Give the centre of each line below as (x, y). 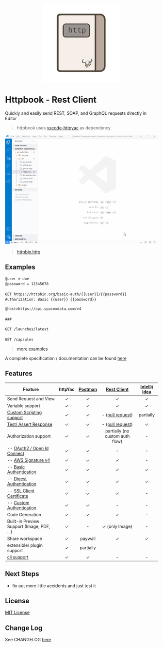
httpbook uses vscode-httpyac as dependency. (64, 127)
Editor (11, 118)
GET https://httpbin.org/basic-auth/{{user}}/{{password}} (66, 294)
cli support (18, 557)
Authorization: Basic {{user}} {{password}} (51, 299)
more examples (32, 349)
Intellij (147, 387)
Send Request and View (31, 399)
